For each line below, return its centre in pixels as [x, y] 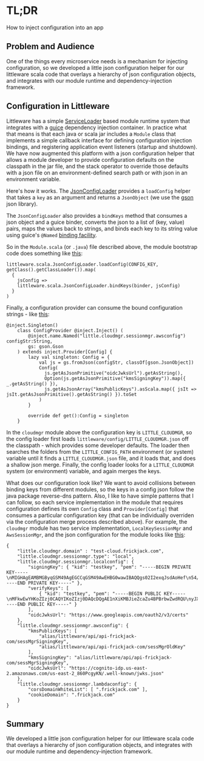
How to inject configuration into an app [55, 27]
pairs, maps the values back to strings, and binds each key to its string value [102, 228]
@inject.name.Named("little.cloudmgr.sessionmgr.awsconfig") [107, 336]
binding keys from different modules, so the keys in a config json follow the [100, 489]
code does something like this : [45, 253]
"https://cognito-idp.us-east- [108, 668]
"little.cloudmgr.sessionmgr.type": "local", [76, 556]
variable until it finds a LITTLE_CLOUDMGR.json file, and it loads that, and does [101, 458]
